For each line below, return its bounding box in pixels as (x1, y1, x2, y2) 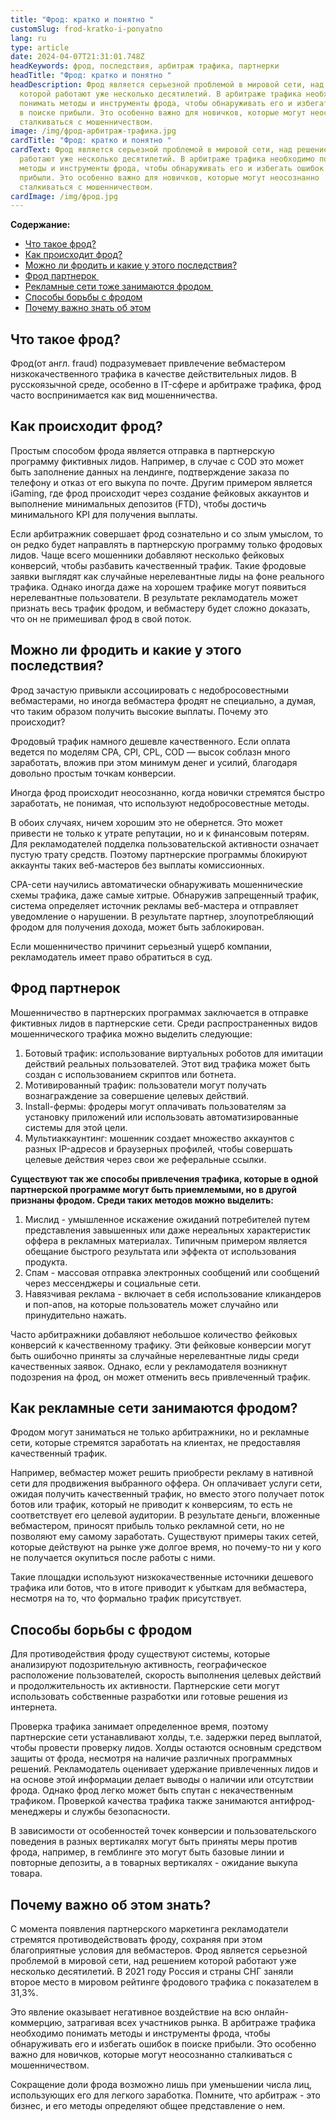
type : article (10, 42, 70, 53)
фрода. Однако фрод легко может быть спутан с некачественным (10, 1784, 293, 1796)
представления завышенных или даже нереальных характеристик (24, 1224, 311, 1236)
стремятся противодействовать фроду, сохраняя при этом (10, 1933, 263, 1945)
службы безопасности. (71, 1806, 171, 1818)
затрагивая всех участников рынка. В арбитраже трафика (66, 2016, 317, 2028)
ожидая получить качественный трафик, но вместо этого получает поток (10, 1488, 325, 1500)
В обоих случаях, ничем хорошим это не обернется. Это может (10, 816, 284, 828)
